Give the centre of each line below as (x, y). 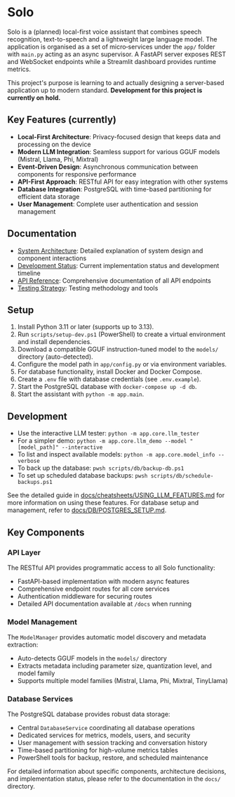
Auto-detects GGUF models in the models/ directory (92, 658)
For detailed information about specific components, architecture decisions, (117, 772)
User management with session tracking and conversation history (112, 743)
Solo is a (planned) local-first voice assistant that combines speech (105, 32)
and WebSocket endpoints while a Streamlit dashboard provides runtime (112, 61)
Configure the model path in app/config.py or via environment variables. (122, 364)
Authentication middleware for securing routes (85, 596)
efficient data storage (48, 196)
